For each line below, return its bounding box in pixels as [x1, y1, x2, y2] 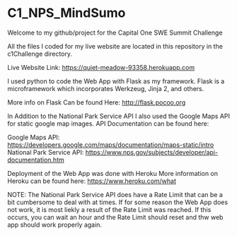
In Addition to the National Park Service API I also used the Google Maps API [7, 112, 230, 120]
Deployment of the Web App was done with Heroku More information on [7, 169, 218, 177]
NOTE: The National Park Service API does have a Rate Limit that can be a [7, 190, 223, 199]
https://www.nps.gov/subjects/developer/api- [85, 148, 218, 156]
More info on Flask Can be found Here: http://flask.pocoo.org [7, 98, 186, 107]
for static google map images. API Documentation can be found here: [7, 119, 209, 128]
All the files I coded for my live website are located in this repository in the [7, 42, 223, 50]
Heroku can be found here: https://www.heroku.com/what [7, 177, 177, 185]
